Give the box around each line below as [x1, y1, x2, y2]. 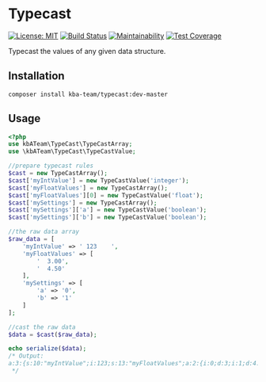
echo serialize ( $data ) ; [8, 345, 87, 353]
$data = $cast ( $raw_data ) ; [8, 330, 97, 338]
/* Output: [8, 352, 44, 361]
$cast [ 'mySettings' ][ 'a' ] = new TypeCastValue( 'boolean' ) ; [8, 206, 207, 214]
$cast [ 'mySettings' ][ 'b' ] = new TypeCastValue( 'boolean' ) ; [8, 213, 207, 222]
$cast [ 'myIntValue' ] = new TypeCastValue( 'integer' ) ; [8, 176, 190, 185]
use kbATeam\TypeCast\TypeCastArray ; [8, 140, 133, 148]
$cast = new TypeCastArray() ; [8, 170, 108, 178]
